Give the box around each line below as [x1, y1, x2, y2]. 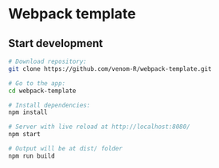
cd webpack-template [8, 87, 77, 95]
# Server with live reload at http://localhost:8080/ [8, 123, 191, 131]
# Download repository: [8, 57, 88, 65]
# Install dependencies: [8, 101, 91, 109]
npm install [8, 108, 48, 116]
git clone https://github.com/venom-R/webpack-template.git [8, 64, 213, 72]
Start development [8, 37, 104, 50]
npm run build [8, 152, 56, 160]
